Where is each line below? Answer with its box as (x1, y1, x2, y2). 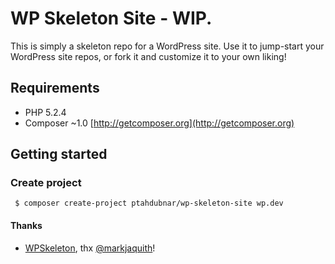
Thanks (10, 220, 43, 232)
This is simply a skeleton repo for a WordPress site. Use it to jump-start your (10, 40, 325, 52)
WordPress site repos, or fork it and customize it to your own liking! (10, 50, 287, 62)
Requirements (10, 80, 100, 97)
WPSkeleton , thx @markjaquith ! (24, 242, 156, 254)
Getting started (10, 146, 108, 163)
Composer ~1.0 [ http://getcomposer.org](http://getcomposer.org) (24, 117, 295, 129)
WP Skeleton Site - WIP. (10, 7, 213, 30)
